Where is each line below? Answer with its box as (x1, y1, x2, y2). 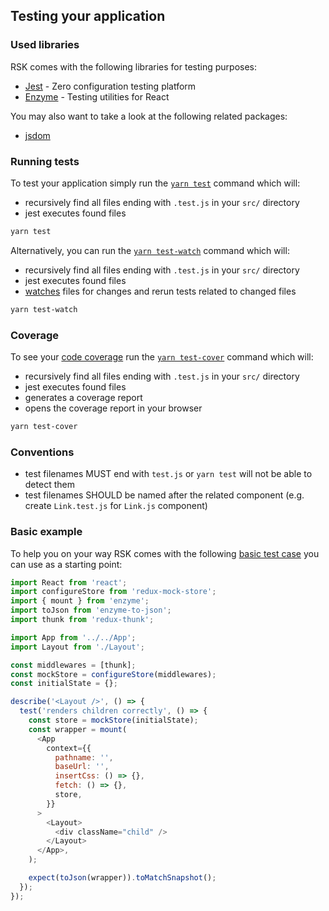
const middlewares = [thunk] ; (10, 660, 137, 670)
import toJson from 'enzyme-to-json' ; (10, 605, 172, 616)
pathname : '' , (54, 752, 114, 763)
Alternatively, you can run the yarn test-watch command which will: (10, 244, 290, 256)
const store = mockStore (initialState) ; (28, 715, 199, 725)
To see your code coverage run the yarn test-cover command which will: (10, 351, 314, 363)
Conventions (10, 445, 75, 459)
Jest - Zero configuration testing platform (24, 80, 197, 92)
